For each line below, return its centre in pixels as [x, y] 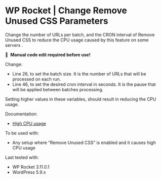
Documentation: [21, 114]
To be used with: [22, 133]
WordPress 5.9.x [29, 172]
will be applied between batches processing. [58, 89]
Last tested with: [22, 157]
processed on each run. [37, 79]
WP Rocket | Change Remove [66, 11]
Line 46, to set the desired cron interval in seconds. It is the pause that [84, 84]
